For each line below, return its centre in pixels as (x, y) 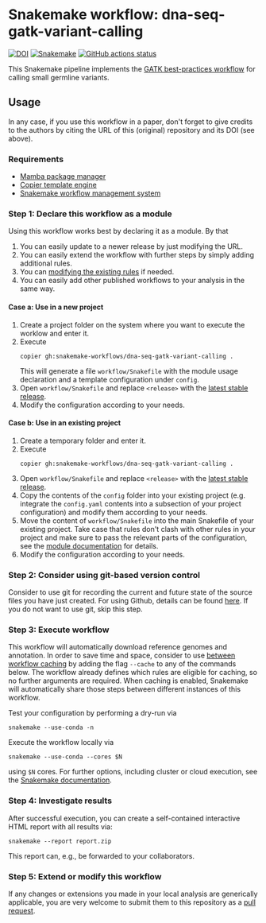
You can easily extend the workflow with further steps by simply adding (137, 255)
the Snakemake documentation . (60, 780)
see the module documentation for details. (89, 545)
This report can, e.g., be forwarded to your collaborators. (101, 855)
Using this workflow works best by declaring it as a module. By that (118, 231)
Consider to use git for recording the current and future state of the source (130, 592)
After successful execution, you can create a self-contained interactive (124, 818)
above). (21, 138)
